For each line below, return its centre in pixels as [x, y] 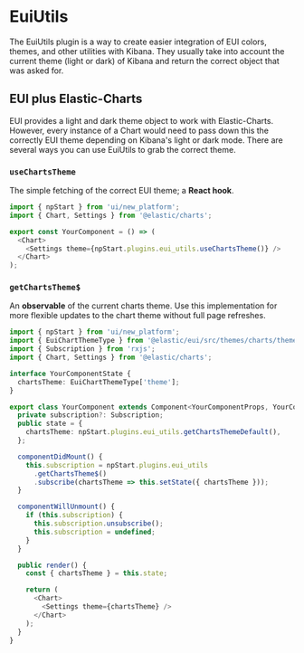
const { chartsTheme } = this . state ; [97, 573]
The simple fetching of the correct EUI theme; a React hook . [122, 191]
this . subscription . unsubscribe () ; [99, 524]
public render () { [52, 565]
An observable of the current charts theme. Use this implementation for [143, 306]
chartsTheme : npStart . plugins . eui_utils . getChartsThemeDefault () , [153, 432]
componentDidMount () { [60, 457]
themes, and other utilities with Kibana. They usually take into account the [147, 51]
